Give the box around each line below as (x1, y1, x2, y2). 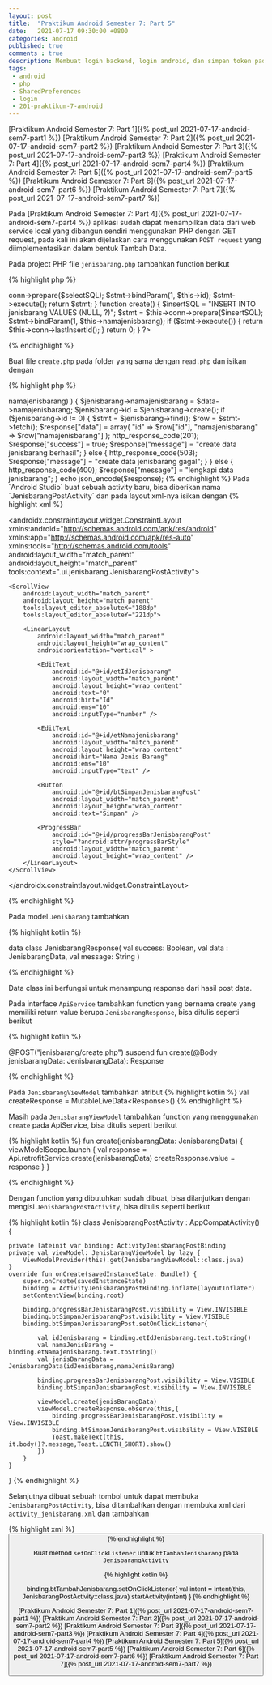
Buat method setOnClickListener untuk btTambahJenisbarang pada (33, 1549, 239, 1558)
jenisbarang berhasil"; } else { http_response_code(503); (8, 448, 198, 458)
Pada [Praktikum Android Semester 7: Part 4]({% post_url (8, 209, 200, 219)
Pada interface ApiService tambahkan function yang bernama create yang (8, 999, 257, 1009)
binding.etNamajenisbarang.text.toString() (8, 1348, 158, 1357)
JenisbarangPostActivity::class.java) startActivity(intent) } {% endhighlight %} (22, 1593, 250, 1601)
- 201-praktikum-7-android (11, 102, 104, 110)
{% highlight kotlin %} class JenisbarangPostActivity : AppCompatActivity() (8, 1218, 261, 1227)
